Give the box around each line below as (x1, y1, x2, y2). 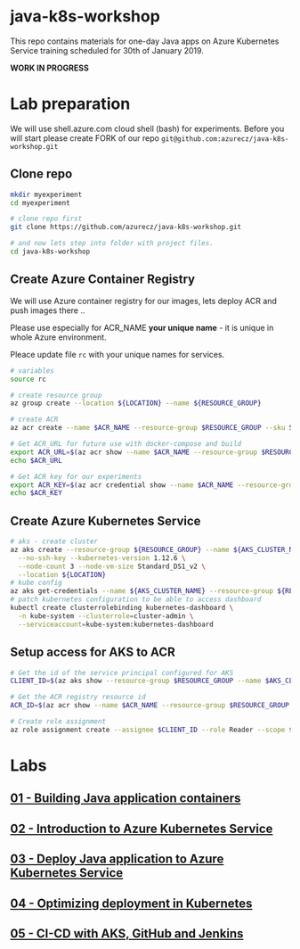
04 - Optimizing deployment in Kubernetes (10, 895, 253, 911)
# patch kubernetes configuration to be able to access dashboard (10, 595, 262, 604)
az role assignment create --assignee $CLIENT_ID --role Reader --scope (10, 725, 286, 734)
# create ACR (10, 415, 59, 425)
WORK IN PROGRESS (10, 62, 90, 73)
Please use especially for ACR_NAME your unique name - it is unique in (10, 322, 274, 333)
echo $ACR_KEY (10, 489, 63, 498)
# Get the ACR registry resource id (10, 693, 146, 702)
